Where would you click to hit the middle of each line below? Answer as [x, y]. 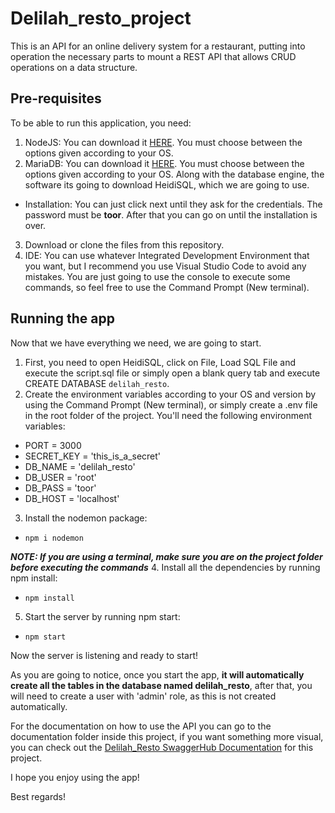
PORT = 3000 [53, 445]
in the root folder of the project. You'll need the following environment [168, 415]
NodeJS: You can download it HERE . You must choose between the [163, 142]
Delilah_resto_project [101, 18]
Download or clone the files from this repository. [124, 244]
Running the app [62, 318]
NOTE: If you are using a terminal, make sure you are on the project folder [166, 556]
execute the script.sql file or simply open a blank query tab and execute [172, 373]
